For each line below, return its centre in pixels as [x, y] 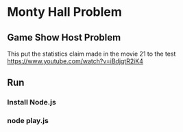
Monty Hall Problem [64, 12]
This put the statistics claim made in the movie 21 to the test [91, 54]
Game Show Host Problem [64, 37]
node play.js [28, 121]
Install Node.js [32, 102]
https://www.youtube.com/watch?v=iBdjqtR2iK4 [75, 61]
